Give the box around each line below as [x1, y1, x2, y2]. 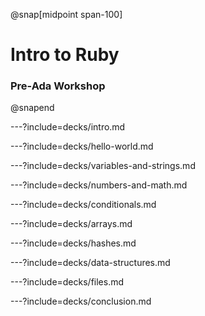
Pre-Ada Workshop [10, 79, 106, 93]
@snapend [10, 102, 55, 114]
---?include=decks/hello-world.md [10, 140, 154, 153]
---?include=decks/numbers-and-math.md [10, 179, 188, 191]
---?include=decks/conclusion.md [10, 295, 152, 308]
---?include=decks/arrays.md [10, 218, 133, 230]
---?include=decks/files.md [10, 276, 125, 288]
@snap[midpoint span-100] [10, 9, 123, 20]
